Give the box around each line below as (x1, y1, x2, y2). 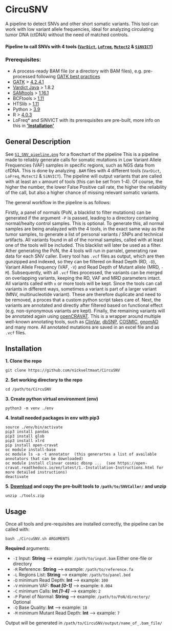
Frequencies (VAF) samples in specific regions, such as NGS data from (5, 162, 155, 168)
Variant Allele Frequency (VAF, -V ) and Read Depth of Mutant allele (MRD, (5, 264, 160, 270)
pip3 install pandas (5, 429, 50, 435)
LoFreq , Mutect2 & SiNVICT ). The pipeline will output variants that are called (5, 173, 162, 179)
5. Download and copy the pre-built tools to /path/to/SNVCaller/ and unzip (5, 483, 166, 490)
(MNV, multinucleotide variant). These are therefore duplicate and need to (5, 291, 161, 297)
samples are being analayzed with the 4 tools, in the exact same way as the (5, 225, 165, 232)
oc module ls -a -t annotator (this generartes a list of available (5, 452, 157, 457)
